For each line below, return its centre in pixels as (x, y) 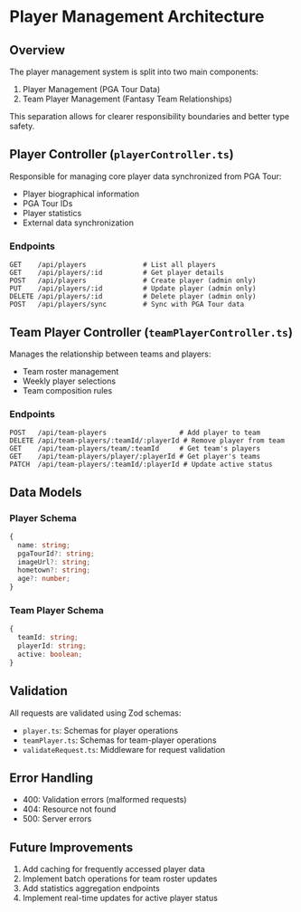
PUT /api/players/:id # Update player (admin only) (133, 289)
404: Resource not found (69, 809)
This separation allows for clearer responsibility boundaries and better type (150, 116)
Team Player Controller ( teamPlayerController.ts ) (151, 332)
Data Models (46, 492)
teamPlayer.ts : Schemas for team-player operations (119, 740)
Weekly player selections (69, 381)
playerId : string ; (52, 646)
